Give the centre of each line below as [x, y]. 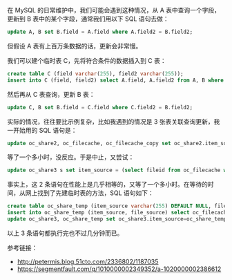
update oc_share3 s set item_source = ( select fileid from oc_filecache [114, 170]
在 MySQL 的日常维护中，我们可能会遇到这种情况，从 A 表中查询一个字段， [114, 10]
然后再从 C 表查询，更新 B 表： [51, 94]
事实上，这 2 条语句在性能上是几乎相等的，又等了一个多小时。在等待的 [108, 185]
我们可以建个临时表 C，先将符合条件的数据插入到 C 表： [87, 60]
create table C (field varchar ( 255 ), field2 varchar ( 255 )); [96, 74]
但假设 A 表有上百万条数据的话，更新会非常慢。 [75, 46]
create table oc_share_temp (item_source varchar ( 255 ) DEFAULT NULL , [109, 206]
